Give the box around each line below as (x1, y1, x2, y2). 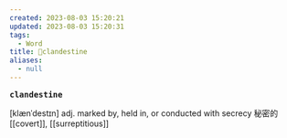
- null (17, 65, 43, 74)
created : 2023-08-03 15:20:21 (9, 13, 125, 23)
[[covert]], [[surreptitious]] (9, 118, 110, 129)
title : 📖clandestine (9, 48, 89, 57)
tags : (9, 30, 30, 39)
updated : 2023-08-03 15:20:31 (9, 22, 125, 31)
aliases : (9, 56, 43, 65)
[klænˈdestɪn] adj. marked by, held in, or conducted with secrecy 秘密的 (9, 107, 279, 119)
